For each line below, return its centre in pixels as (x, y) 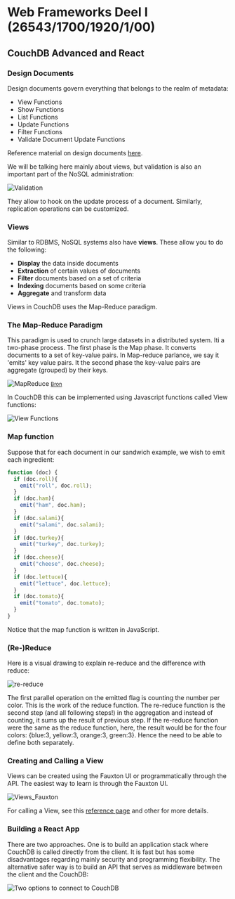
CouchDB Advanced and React (76, 53)
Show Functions (41, 109)
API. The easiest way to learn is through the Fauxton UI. (88, 784)
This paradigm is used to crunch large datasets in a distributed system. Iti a (116, 340)
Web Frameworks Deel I (78, 12)
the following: (27, 250)
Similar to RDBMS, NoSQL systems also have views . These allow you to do (115, 242)
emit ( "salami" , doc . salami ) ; (62, 524)
